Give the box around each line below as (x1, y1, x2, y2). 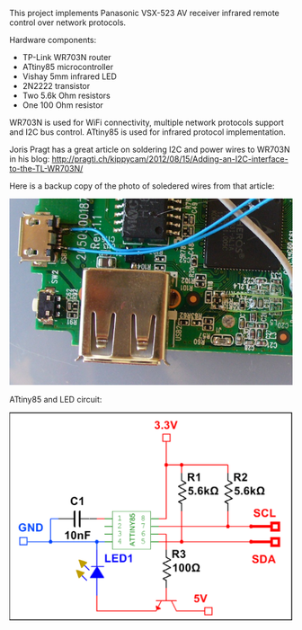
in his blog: (9, 154, 50, 164)
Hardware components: (9, 35, 97, 45)
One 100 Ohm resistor (22, 100, 103, 111)
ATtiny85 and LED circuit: (9, 394, 102, 404)
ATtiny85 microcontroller (22, 62, 114, 72)
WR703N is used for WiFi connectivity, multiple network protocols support (9, 117, 285, 128)
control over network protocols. (9, 17, 127, 28)
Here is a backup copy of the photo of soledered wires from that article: (9, 181, 275, 191)
